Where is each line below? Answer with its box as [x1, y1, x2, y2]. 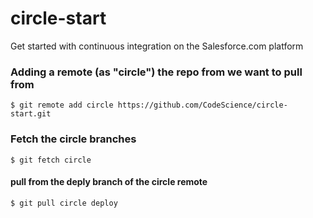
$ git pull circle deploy [10, 198, 118, 208]
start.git [10, 109, 52, 119]
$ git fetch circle [10, 155, 92, 165]
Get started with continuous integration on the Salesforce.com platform [10, 40, 304, 52]
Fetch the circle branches [10, 132, 137, 146]
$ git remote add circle [10, 100, 114, 111]
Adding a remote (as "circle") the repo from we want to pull [10, 65, 303, 79]
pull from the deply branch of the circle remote [10, 176, 208, 188]
